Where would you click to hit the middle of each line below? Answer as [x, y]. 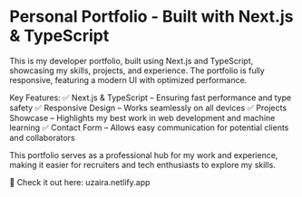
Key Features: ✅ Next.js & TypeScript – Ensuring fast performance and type [151, 98]
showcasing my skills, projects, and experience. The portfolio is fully [137, 70]
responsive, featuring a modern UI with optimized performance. [128, 80]
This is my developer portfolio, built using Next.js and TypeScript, [132, 61]
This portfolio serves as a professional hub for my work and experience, [144, 155]
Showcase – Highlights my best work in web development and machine [142, 117]
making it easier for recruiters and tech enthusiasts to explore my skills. [143, 164]
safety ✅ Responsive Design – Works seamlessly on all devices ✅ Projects [148, 108]
